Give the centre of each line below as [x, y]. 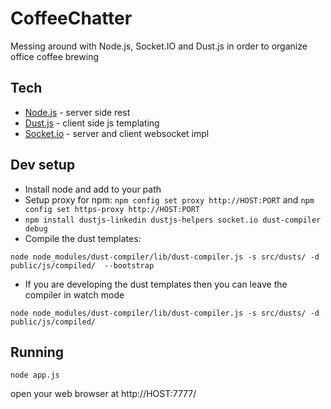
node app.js [35, 375]
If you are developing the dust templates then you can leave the [156, 284]
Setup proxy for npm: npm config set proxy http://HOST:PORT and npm [169, 199]
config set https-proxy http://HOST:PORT [112, 209]
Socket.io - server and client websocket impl [117, 133]
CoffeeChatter [71, 18]
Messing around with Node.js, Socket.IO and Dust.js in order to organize [159, 46]
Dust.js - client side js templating [92, 123]
